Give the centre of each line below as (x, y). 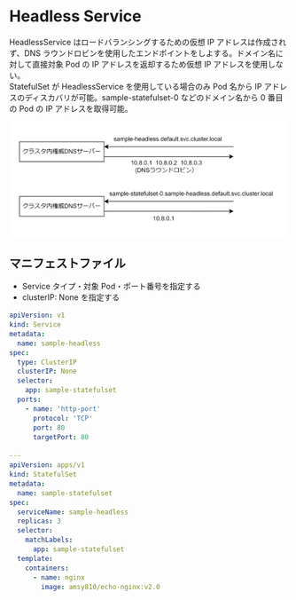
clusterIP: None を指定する (70, 297)
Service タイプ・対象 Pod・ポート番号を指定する (111, 287)
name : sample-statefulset (65, 493)
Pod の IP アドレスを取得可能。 (76, 108)
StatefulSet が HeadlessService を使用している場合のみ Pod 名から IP (136, 86)
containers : (47, 568)
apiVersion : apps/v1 (47, 465)
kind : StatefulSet (43, 475)
